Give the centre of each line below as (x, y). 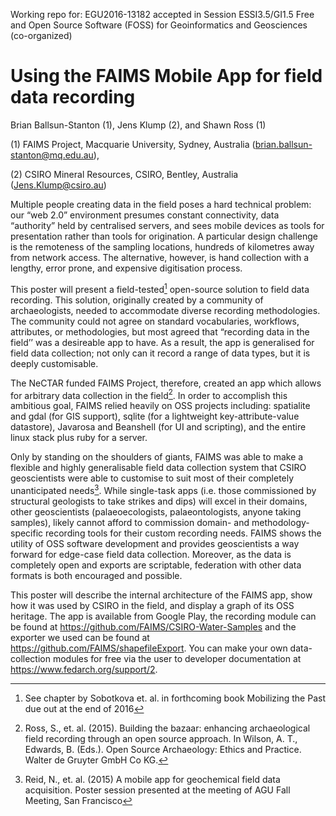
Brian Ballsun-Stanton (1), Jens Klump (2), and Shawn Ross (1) (138, 125)
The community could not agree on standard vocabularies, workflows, (155, 321)
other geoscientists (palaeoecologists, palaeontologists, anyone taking (156, 511)
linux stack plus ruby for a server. (79, 438)
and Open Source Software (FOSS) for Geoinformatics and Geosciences (159, 25)
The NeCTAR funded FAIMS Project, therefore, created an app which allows (166, 383)
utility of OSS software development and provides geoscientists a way (155, 543)
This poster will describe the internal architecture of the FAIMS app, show (161, 595)
